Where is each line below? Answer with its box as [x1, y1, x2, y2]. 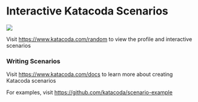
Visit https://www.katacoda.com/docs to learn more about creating [6, 71, 173, 78]
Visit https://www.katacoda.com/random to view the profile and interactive [6, 35, 193, 43]
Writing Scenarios [6, 57, 61, 65]
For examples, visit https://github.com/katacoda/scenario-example [6, 89, 173, 96]
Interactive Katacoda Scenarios [6, 4, 168, 18]
